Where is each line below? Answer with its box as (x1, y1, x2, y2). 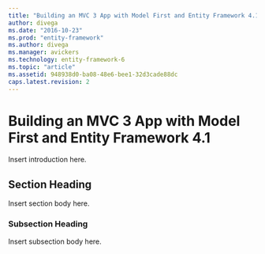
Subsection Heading (8, 218, 88, 229)
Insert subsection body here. (8, 237, 103, 246)
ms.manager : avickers (8, 48, 80, 56)
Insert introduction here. (8, 155, 87, 165)
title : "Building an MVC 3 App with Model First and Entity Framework (8, 11, 245, 20)
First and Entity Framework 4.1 (8, 128, 211, 146)
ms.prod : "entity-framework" (8, 33, 104, 42)
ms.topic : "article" (8, 63, 77, 71)
